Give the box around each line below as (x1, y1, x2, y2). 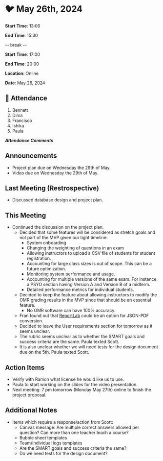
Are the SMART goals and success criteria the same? (19, 445, 127, 451)
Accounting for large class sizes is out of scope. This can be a (26, 261, 152, 267)
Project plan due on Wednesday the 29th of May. (12, 165, 111, 170)
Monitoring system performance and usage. (26, 271, 116, 277)
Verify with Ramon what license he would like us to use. (12, 376, 124, 382)
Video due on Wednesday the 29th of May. (12, 170, 99, 176)
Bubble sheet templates (19, 435, 67, 440)
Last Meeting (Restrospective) (5, 184, 99, 192)
